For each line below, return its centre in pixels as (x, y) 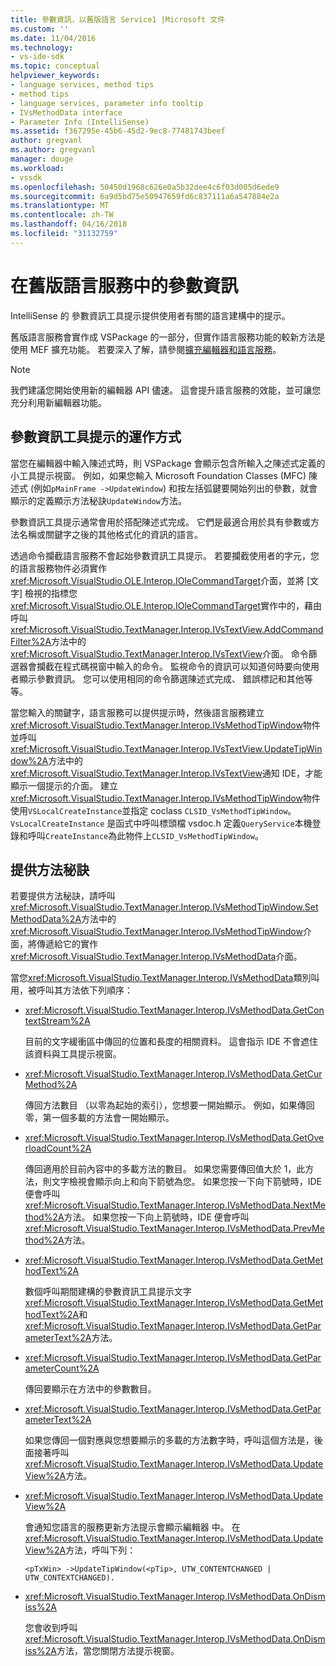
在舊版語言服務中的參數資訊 (124, 285)
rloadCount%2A (58, 1148)
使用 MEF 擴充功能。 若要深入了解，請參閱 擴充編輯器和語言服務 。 (146, 349)
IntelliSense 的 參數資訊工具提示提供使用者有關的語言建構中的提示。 (150, 315)
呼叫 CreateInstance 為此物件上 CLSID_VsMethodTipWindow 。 (145, 835)
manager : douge (42, 159)
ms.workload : (37, 168)
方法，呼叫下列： (101, 1550)
